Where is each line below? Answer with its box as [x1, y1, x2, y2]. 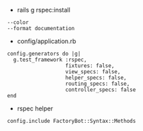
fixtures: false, [65, 62, 115, 69]
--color [7, 19, 29, 26]
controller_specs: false [65, 86, 136, 93]
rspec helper [16, 104, 53, 112]
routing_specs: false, [65, 80, 130, 87]
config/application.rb [16, 37, 77, 45]
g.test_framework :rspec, [13, 56, 88, 63]
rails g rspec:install [16, 6, 70, 14]
